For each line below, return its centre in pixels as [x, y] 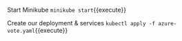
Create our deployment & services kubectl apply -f [81, 23]
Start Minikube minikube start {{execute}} [67, 10]
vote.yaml [21, 31]
